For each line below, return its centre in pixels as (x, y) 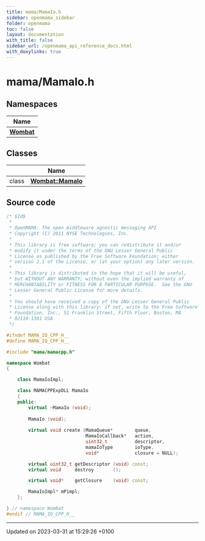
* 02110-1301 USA (31, 319)
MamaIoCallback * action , (120, 436)
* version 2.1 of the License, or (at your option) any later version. (102, 262)
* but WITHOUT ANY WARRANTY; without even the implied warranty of (96, 279)
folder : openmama (28, 23)
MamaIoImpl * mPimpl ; (54, 492)
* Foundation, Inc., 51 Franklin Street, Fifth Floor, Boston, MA (95, 313)
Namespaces (32, 104)
